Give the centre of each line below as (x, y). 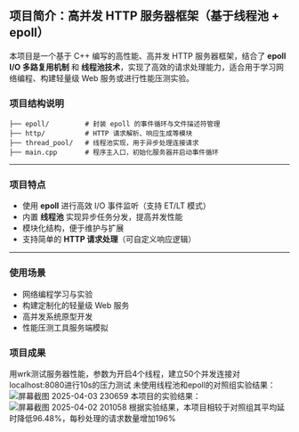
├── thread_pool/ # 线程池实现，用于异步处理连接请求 (104, 143)
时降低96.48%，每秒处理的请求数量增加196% (93, 418)
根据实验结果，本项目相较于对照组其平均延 (207, 407)
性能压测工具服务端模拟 (65, 327)
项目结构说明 (37, 103)
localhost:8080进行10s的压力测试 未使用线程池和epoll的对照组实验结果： (142, 385)
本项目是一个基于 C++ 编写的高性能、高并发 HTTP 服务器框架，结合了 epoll (148, 55)
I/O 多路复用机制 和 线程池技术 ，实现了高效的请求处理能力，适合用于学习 (143, 67)
